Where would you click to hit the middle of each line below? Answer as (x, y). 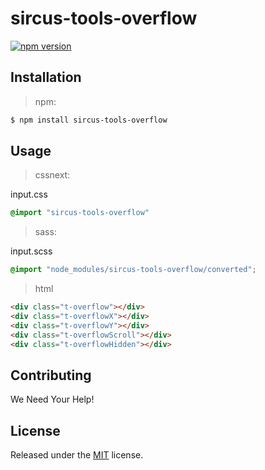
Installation (46, 77)
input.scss (31, 251)
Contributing (51, 375)
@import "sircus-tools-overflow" (80, 213)
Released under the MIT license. (77, 455)
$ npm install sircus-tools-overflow (89, 120)
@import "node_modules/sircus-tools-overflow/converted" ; (133, 270)
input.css (29, 194)
